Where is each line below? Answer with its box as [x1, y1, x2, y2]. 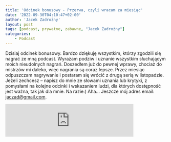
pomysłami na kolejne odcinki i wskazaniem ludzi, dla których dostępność [5, 83, 161, 89]
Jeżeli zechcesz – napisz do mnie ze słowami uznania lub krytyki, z [5, 77, 147, 84]
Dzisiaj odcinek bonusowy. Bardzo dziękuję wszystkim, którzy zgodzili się [5, 50, 161, 56]
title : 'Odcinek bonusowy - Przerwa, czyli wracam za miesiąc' [5, 7, 143, 13]
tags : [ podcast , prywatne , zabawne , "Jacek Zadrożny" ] [5, 27, 125, 32]
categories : [5, 31, 31, 36]
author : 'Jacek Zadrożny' [5, 17, 60, 22]
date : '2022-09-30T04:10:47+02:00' [5, 12, 81, 17]
